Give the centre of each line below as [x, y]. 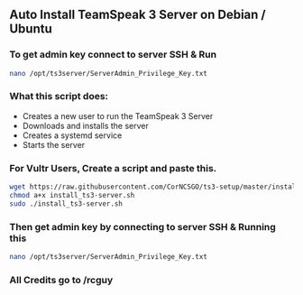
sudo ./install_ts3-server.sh [66, 203]
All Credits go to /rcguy [61, 280]
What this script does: [59, 97]
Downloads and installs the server [85, 125]
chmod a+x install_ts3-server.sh [72, 196]
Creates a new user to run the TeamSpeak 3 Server [118, 115]
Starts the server [54, 144]
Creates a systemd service [72, 135]
